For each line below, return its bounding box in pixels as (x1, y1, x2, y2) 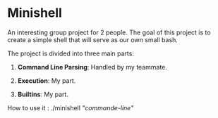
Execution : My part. (17, 76, 76, 85)
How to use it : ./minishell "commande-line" (7, 103, 134, 112)
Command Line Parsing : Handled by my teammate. (17, 63, 168, 71)
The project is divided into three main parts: (7, 49, 134, 58)
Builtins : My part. (17, 90, 69, 98)
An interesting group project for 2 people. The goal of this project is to (7, 28, 211, 37)
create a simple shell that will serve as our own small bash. (7, 35, 178, 44)
